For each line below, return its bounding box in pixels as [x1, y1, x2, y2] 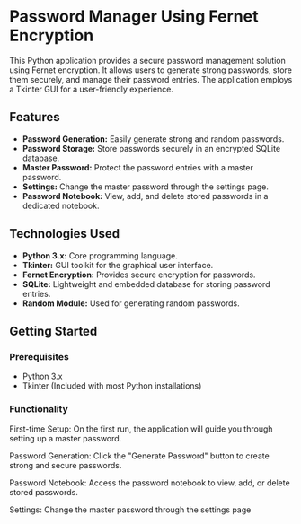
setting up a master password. [9, 432, 122, 443]
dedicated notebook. [22, 200, 100, 211]
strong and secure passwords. [9, 459, 122, 470]
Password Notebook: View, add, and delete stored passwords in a [22, 190, 269, 201]
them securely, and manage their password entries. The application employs [9, 74, 293, 84]
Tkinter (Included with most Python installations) [22, 380, 202, 391]
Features [9, 109, 60, 125]
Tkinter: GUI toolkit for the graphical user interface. [22, 259, 214, 270]
